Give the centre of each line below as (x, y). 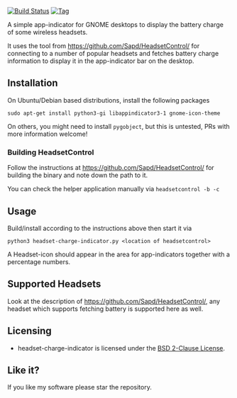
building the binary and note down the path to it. (78, 175)
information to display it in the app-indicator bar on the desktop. (101, 61)
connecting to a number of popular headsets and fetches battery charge (113, 53)
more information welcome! (48, 134)
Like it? (23, 370)
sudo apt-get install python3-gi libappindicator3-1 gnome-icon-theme (114, 113)
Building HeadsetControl (51, 152)
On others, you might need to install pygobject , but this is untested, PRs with (119, 126)
